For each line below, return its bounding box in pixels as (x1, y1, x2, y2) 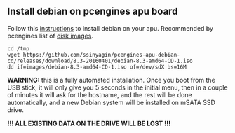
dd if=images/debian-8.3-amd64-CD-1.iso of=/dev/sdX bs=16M (7, 63, 187, 71)
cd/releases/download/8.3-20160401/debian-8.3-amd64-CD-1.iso (7, 57, 193, 64)
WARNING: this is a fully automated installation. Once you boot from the (7, 76, 215, 84)
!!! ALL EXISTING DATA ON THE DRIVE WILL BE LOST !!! (7, 119, 171, 127)
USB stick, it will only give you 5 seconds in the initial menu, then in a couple (7, 83, 228, 92)
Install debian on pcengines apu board (7, 6, 178, 17)
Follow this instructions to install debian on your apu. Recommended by (7, 24, 214, 32)
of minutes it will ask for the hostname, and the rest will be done (7, 90, 192, 99)
